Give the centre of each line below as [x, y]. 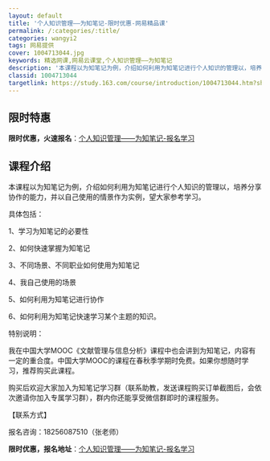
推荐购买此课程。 [50, 371]
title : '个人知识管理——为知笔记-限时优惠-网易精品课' [89, 23]
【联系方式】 [29, 415]
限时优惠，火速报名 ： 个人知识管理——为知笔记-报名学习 [102, 138]
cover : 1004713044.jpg [46, 53]
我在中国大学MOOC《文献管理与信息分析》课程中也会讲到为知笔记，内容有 [132, 351]
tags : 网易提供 [31, 46]
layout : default [35, 16]
